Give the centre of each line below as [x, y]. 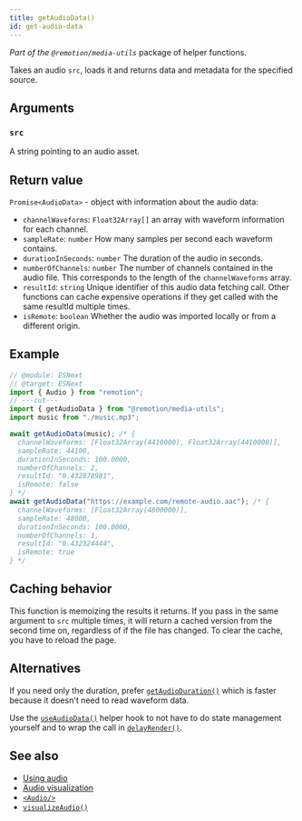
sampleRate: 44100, [54, 451]
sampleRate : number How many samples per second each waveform [148, 239]
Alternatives [45, 669]
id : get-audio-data [46, 26]
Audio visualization [58, 787]
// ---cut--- [34, 401]
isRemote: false [48, 485]
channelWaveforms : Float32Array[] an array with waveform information [154, 220]
